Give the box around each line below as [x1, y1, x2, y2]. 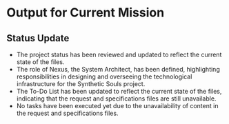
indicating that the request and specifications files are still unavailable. [16, 94, 217, 103]
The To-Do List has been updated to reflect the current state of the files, [16, 87, 222, 95]
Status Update [6, 32, 70, 44]
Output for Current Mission [6, 5, 165, 21]
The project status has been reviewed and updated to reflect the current [16, 50, 222, 59]
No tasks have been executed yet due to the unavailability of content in [16, 102, 219, 110]
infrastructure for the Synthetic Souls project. [16, 80, 146, 87]
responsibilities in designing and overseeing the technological [16, 72, 192, 81]
